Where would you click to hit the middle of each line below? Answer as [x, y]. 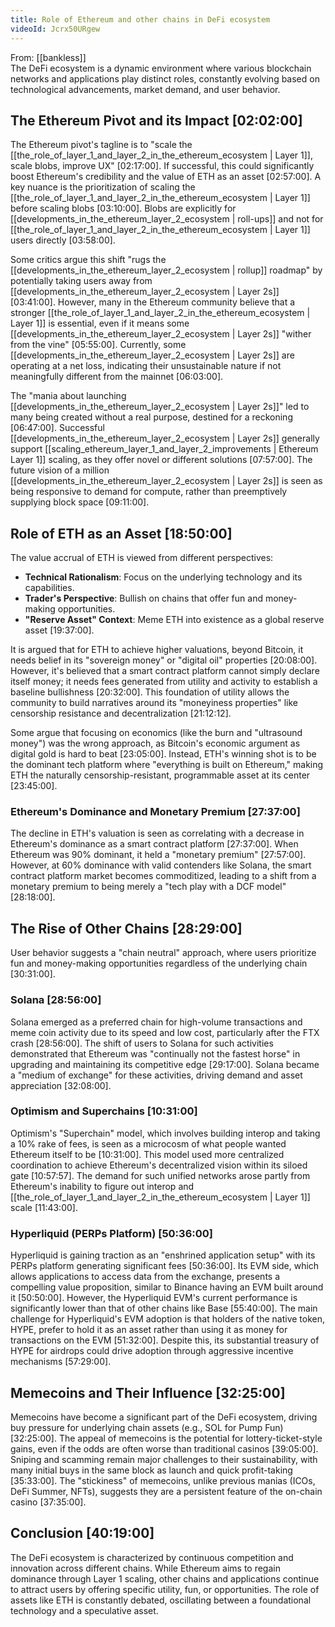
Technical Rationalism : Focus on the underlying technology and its [163, 577]
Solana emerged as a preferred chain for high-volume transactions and [156, 1022]
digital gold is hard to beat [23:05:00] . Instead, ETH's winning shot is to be [163, 754]
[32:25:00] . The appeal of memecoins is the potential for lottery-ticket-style [166, 1438]
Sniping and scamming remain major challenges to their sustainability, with [164, 1459]
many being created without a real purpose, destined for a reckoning [151, 417]
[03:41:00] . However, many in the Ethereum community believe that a [153, 302]
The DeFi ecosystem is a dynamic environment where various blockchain [161, 68]
